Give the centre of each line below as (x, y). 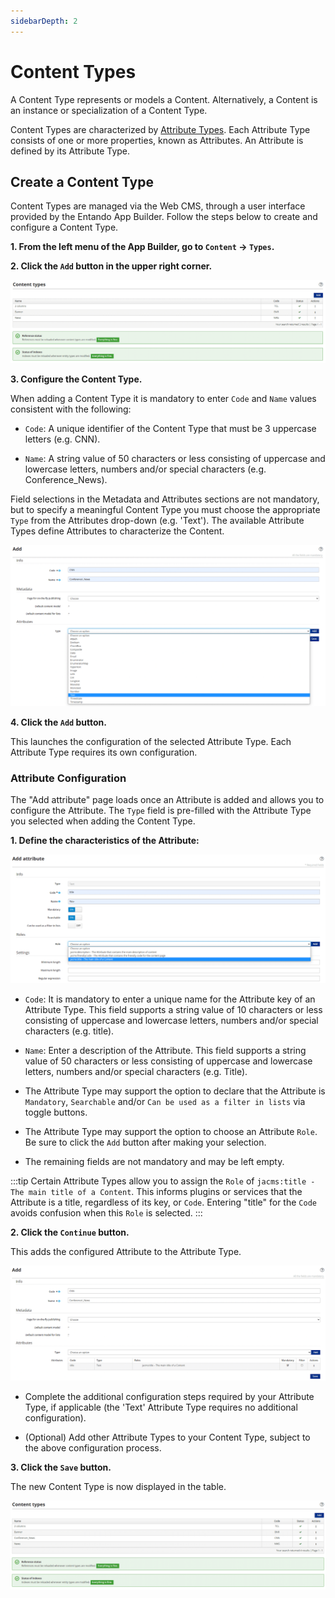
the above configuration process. (93, 1448)
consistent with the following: (71, 409)
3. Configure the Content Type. (76, 379)
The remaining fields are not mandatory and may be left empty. (154, 1161)
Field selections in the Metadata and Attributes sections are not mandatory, (165, 499)
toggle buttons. (56, 1112)
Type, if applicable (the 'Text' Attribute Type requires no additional (161, 1407)
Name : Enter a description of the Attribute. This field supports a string (165, 1050)
